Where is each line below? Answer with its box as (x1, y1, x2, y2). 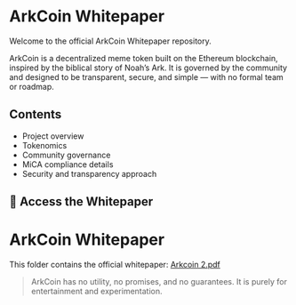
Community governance (21, 149, 111, 160)
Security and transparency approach (21, 168, 157, 179)
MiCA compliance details (21, 158, 114, 170)
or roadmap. (9, 81, 55, 92)
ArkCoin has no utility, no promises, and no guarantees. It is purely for (30, 277, 287, 287)
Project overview (21, 131, 84, 141)
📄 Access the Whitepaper (9, 194, 154, 210)
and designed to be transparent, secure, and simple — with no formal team (9, 71, 284, 82)
